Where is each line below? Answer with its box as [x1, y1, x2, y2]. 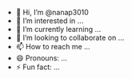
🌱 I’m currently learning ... [15, 25, 102, 33]
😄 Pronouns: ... [15, 53, 68, 63]
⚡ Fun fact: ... [15, 62, 60, 72]
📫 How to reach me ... [15, 42, 90, 51]
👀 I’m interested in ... [15, 16, 84, 25]
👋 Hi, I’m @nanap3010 [15, 8, 90, 17]
